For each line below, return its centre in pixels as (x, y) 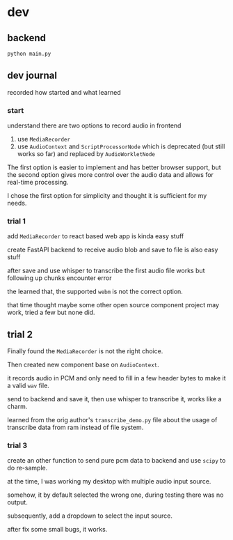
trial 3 (17, 445)
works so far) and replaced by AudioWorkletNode (86, 153)
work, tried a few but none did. (51, 313)
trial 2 (20, 334)
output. (17, 502)
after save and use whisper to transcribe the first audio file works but (106, 271)
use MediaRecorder (44, 139)
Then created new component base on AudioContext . (83, 365)
